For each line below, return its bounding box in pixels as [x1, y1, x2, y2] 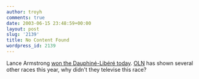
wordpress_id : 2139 [6, 43, 56, 49]
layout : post [6, 26, 40, 32]
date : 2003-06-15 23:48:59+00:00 [6, 20, 92, 26]
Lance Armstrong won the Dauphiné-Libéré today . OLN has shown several [6, 59, 194, 67]
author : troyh [6, 9, 43, 15]
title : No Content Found [6, 37, 70, 43]
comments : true [6, 15, 45, 21]
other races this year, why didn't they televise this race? [6, 66, 147, 73]
